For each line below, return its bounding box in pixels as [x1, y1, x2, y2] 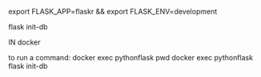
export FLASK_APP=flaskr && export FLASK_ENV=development [8, 7, 218, 16]
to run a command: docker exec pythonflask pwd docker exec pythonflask [8, 53, 254, 62]
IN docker [8, 37, 42, 47]
